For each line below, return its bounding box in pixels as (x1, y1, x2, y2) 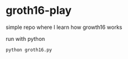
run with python (5, 35, 45, 42)
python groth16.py (5, 46, 52, 53)
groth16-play (5, 4, 72, 17)
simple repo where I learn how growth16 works (5, 23, 123, 31)
